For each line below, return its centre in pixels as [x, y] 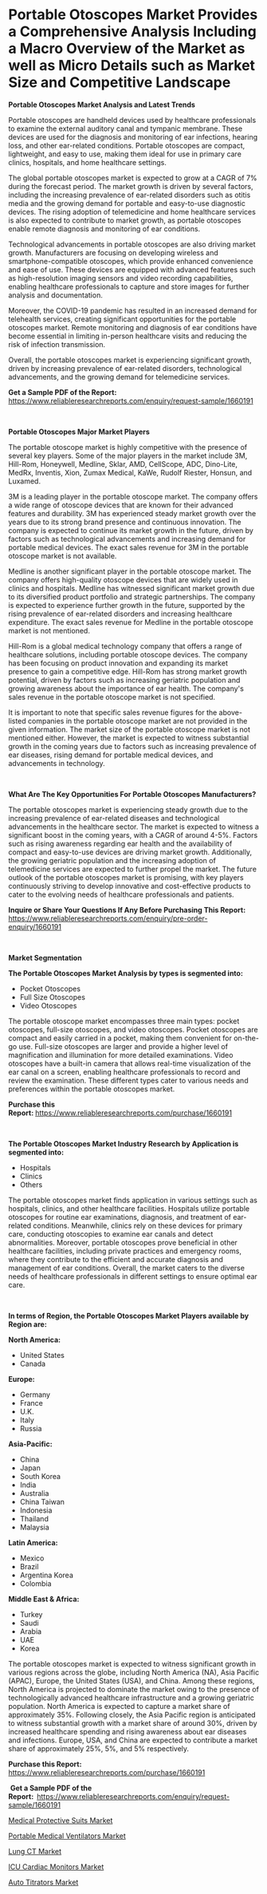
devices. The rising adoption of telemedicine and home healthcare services [132, 211]
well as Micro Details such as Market [132, 66]
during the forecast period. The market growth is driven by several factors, [131, 186]
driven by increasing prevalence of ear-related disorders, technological [125, 368]
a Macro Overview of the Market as [127, 49]
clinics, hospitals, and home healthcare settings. [88, 162]
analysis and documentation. [56, 295]
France [31, 1403]
